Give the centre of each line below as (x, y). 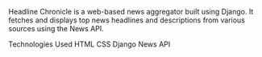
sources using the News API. (56, 28)
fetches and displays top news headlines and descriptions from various (127, 20)
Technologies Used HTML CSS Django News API (89, 44)
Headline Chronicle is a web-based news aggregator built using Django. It (131, 12)
